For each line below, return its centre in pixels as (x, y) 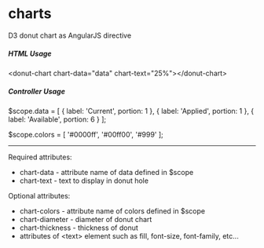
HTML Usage (30, 53)
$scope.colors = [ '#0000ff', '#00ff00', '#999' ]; (86, 134)
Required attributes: (40, 157)
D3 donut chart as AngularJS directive (70, 35)
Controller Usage (37, 91)
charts (30, 14)
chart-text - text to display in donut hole (84, 181)
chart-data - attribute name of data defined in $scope (106, 172)
